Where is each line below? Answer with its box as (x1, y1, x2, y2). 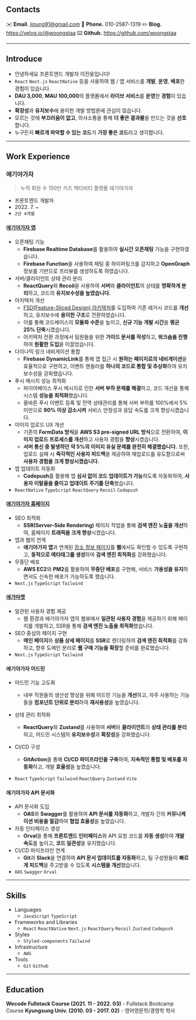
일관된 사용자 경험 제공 (14, 607, 66, 614)
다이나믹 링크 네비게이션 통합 (14, 348, 80, 355)
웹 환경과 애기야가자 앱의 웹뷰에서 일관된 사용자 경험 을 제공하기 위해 (23, 614, 177, 622)
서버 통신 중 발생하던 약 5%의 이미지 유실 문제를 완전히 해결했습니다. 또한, (23, 443, 190, 450)
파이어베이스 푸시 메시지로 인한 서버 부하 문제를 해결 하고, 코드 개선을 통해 (23, 384, 190, 391)
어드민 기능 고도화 (14, 679, 55, 686)
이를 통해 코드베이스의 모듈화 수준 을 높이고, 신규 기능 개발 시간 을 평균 (23, 318, 180, 325)
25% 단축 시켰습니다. (23, 326, 71, 333)
